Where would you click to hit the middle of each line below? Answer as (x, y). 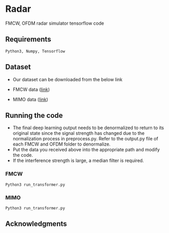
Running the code (34, 115)
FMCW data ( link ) (31, 89)
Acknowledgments (36, 224)
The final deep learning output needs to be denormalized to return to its (88, 128)
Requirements (28, 39)
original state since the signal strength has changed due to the (79, 133)
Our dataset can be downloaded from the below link (68, 79)
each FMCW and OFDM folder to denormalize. (62, 144)
